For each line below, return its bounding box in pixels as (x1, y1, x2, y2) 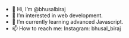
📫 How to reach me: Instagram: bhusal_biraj (11, 25, 121, 32)
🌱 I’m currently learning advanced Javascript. (11, 18, 124, 25)
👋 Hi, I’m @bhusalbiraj (11, 6, 66, 12)
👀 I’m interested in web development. (11, 12, 103, 19)
